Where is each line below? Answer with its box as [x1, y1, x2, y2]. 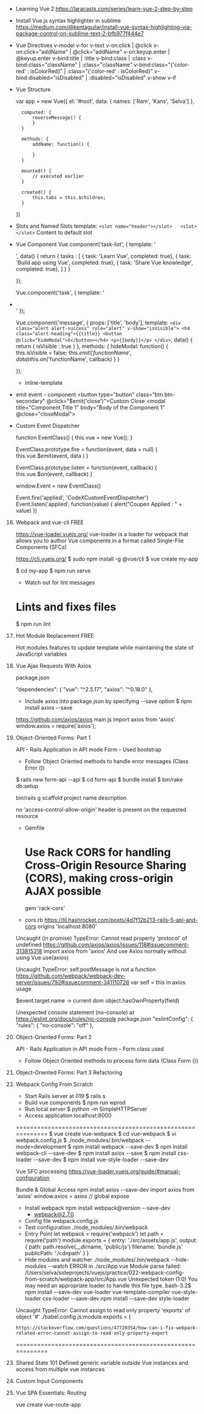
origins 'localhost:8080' [37, 922, 97, 930]
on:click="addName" [15, 48, 69, 55]
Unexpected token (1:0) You [127, 1275, 198, 1283]
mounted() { [21, 168, 52, 174]
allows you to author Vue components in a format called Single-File [15, 537, 184, 544]
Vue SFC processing [15, 1167, 67, 1175]
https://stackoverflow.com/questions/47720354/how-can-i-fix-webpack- [15, 1325, 199, 1331]
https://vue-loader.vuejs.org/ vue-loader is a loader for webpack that [15, 531, 189, 537]
